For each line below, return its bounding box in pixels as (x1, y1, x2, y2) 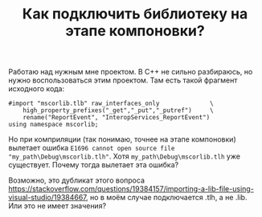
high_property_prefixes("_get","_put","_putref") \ (23, 106, 215, 115)
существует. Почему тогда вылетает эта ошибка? (8, 160, 179, 170)
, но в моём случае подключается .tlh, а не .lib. (85, 193, 248, 203)
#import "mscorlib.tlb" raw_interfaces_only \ (8, 99, 215, 108)
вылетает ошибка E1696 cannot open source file (8, 143, 175, 153)
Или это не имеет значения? (8, 201, 107, 211)
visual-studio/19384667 (8, 193, 87, 203)
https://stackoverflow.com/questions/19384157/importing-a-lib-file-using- (8, 184, 255, 194)
